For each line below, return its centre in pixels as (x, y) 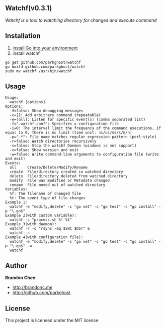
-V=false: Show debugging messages (46, 111)
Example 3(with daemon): (31, 224)
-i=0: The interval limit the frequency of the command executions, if (85, 128)
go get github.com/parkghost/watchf (43, 62)
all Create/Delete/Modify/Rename (49, 167)
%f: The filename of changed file (45, 194)
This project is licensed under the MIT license (52, 321)
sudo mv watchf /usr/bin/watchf (39, 71)
